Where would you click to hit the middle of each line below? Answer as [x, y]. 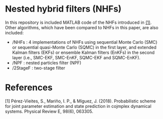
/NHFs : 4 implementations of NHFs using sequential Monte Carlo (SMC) [85, 42]
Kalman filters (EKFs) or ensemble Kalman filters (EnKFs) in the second [83, 52]
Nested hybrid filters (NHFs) [63, 9]
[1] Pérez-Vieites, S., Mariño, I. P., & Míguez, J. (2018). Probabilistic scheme [81, 101]
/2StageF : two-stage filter [39, 68]
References [29, 88]
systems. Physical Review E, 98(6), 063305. [49, 111]
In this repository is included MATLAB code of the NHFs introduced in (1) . [78, 22]
